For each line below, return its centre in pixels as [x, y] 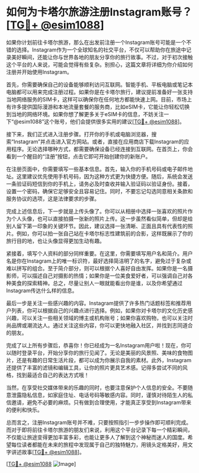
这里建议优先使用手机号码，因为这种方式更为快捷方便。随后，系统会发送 [105, 176]
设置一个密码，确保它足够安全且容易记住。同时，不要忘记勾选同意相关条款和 [99, 191]
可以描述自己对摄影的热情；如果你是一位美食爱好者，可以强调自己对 [105, 276]
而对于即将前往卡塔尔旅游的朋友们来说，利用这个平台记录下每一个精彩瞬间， [99, 430]
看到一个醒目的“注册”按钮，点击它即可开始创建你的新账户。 [78, 156]
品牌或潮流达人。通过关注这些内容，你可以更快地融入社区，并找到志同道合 [102, 325]
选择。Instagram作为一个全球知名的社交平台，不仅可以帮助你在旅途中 [101, 49]
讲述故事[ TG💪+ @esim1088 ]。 [48, 452]
